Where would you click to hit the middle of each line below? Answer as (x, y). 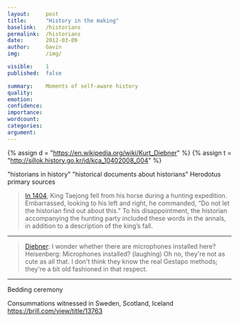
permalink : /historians (44, 34)
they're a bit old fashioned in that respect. (86, 269)
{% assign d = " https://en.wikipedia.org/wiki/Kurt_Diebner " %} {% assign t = (119, 152)
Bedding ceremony (35, 289)
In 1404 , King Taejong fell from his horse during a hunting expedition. (126, 195)
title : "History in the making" (63, 21)
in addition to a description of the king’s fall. (89, 226)
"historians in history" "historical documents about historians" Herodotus (114, 174)
